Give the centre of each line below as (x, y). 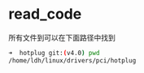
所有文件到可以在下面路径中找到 (62, 37)
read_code (45, 14)
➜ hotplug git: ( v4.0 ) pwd (54, 53)
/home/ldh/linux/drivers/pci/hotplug (72, 60)
